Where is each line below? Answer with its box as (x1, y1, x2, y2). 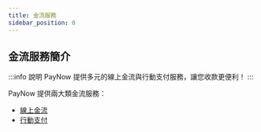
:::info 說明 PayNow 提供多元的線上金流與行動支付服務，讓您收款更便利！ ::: (8, 72, 254, 82)
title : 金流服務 (8, 11, 57, 20)
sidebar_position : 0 (8, 19, 76, 27)
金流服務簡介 (8, 49, 71, 63)
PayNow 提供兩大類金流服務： (8, 89, 106, 98)
